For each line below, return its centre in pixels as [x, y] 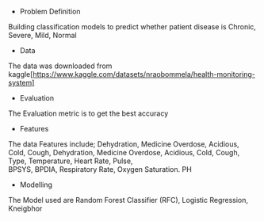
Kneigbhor [25, 208]
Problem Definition [50, 11]
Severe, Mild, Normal [42, 35]
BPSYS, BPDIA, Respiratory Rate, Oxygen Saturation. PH [100, 169]
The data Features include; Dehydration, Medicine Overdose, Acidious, [124, 144]
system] [21, 83]
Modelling [36, 185]
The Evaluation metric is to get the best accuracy [88, 113]
